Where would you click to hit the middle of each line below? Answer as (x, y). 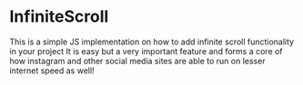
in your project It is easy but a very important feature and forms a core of (146, 51)
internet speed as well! (52, 71)
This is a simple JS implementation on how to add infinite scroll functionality (151, 42)
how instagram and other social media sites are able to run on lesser (137, 61)
